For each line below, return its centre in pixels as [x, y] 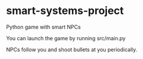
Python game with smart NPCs [43, 27]
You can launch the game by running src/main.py [66, 38]
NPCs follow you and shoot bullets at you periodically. [72, 49]
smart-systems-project [65, 11]
